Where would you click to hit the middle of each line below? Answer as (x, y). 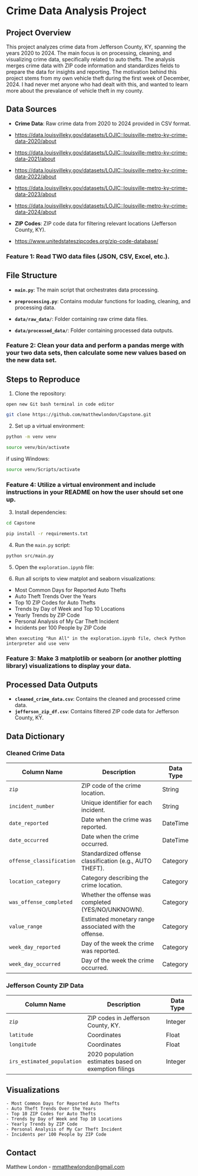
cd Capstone (21, 523)
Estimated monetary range (118, 919)
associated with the (108, 926)
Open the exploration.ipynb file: (54, 567)
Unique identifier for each (117, 802)
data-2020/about (36, 141)
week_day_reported (35, 947)
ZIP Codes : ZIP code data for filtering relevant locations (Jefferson (95, 223)
